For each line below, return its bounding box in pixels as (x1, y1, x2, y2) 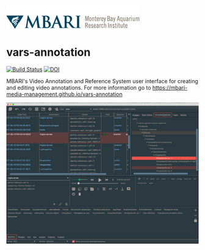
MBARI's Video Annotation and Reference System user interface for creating (6, 77, 198, 84)
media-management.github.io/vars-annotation (6, 90, 123, 98)
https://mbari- (152, 84, 188, 91)
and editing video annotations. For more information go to (6, 84, 151, 91)
